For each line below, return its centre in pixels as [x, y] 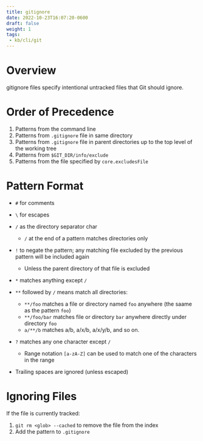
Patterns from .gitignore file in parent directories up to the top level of [104, 142]
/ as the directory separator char [56, 226]
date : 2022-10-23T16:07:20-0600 [47, 18]
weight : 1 [19, 29]
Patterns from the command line [55, 129]
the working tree [36, 148]
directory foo [40, 323]
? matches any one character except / [63, 342]
